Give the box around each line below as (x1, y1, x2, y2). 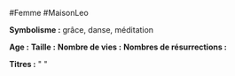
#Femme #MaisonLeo (9, 8, 89, 18)
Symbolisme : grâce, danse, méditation (9, 25, 153, 34)
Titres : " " (9, 59, 48, 69)
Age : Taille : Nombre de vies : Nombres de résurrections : (9, 42, 228, 52)
